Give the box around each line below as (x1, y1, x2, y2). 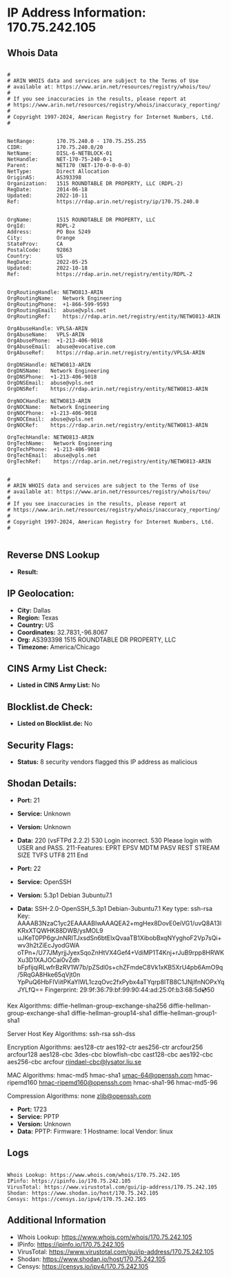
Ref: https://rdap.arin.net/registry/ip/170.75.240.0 (7, 198, 199, 205)
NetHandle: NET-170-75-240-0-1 (7, 156, 112, 163)
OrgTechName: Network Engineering (7, 440, 112, 447)
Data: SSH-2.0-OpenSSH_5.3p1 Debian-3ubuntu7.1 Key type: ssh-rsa (17, 904, 212, 912)
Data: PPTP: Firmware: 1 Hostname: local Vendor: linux (17, 1127, 174, 1135)
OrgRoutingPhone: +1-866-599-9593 (7, 301, 110, 308)
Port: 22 (17, 864, 41, 872)
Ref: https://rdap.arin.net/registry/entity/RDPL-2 (7, 271, 193, 278)
